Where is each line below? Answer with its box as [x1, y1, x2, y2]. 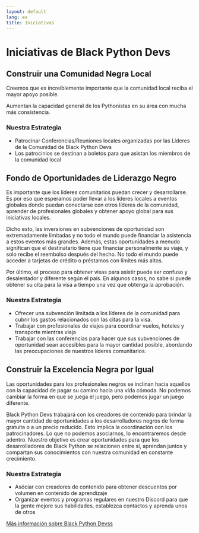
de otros [14, 508, 36, 515]
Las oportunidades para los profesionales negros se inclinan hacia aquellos [6, 380, 191, 388]
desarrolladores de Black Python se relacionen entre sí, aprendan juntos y [6, 442, 187, 449]
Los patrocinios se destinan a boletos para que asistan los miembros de [14, 150, 191, 157]
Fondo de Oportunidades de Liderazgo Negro [6, 173, 177, 183]
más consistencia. [6, 109, 50, 116]
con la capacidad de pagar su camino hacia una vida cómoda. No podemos [6, 386, 191, 394]
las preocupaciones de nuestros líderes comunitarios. [14, 347, 147, 354]
